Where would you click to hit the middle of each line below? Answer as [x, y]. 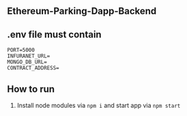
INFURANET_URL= [29, 56]
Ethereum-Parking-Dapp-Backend [82, 11]
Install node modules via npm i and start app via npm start [99, 106]
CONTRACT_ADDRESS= [33, 68]
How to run [31, 89]
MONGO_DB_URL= [27, 62]
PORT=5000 [21, 50]
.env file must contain [54, 34]
